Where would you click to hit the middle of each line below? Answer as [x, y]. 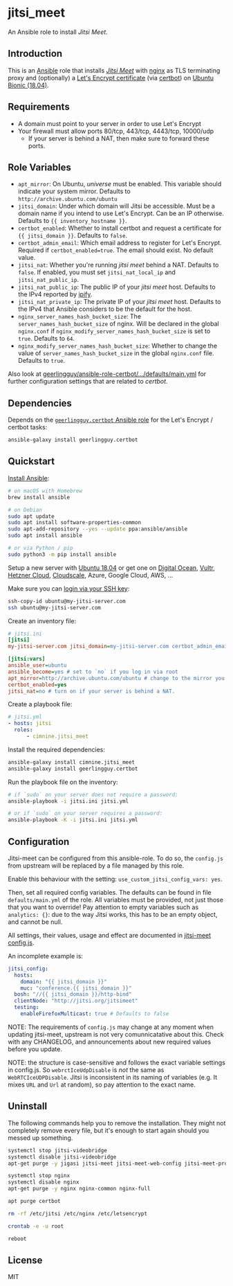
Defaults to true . [41, 361]
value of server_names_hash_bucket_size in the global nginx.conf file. [116, 353]
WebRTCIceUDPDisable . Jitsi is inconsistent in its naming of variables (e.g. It [113, 1077]
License [25, 1260]
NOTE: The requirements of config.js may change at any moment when [111, 1027]
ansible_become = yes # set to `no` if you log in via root [93, 672]
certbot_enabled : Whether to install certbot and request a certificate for [120, 228]
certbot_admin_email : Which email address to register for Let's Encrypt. [120, 243]
